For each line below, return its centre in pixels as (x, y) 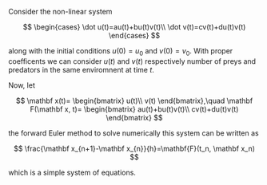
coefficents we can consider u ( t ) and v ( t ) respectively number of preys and (132, 61)
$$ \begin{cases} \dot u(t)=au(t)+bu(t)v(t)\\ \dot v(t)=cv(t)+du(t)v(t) (134, 27)
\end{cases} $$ (134, 35)
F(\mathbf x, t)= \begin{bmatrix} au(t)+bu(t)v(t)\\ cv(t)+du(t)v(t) (134, 109)
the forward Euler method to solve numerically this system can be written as (133, 133)
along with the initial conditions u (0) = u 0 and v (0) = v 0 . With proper (121, 52)
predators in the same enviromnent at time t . (81, 69)
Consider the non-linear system (60, 12)
